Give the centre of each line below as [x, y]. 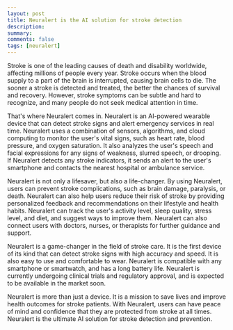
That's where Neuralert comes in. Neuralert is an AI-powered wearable [109, 116]
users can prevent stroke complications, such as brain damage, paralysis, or [116, 189]
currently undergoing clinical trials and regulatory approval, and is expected [116, 276]
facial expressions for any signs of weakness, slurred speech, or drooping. [114, 153]
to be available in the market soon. [57, 283]
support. [19, 233]
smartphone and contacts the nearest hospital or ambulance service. [106, 168]
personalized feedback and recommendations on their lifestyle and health [113, 203]
